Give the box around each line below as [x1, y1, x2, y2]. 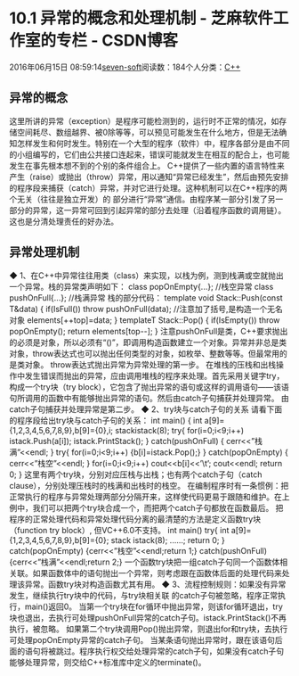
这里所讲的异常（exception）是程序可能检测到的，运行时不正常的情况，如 [9, 115, 279, 126]
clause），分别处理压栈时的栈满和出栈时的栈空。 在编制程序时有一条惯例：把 [9, 480, 289, 491]
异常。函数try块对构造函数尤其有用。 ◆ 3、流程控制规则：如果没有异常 [24, 579, 287, 589]
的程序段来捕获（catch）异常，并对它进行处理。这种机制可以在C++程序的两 [9, 182, 287, 193]
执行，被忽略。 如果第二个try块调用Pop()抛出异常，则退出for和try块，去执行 [9, 623, 288, 634]
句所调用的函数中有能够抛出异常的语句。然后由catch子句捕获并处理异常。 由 [9, 392, 289, 403]
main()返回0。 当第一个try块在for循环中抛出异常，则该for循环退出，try [24, 601, 283, 612]
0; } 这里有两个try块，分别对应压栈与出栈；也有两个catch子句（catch [9, 469, 263, 480]
